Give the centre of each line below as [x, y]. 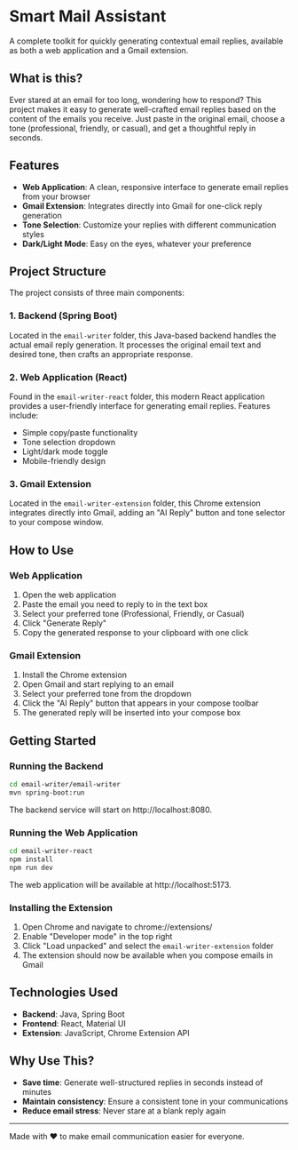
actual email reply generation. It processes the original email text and [135, 345]
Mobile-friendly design [64, 460]
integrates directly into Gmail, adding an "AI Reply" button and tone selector [147, 513]
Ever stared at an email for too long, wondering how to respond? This [135, 100]
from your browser [56, 196]
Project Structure [58, 272]
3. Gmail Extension [50, 483]
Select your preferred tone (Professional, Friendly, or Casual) [133, 613]
